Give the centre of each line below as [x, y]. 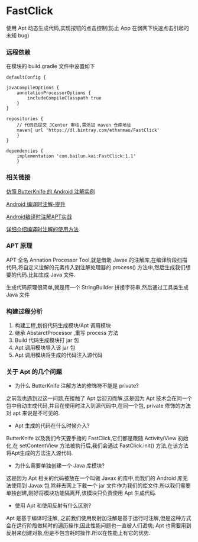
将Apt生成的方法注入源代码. [40, 453]
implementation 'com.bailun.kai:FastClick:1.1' [76, 156]
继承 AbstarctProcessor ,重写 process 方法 [66, 333]
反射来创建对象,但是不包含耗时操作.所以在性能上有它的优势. [78, 533]
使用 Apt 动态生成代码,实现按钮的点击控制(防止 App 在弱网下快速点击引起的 [98, 28]
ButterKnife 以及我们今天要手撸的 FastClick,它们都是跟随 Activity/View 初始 [97, 438]
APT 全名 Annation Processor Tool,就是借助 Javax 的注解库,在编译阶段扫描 [97, 260]
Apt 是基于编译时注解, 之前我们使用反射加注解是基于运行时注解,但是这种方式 [99, 518]
